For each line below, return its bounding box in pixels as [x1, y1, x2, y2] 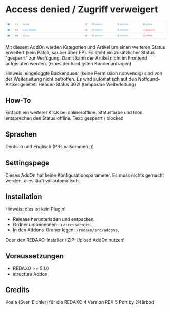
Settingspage [5, 158, 50, 167]
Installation [5, 192, 42, 201]
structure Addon [12, 270, 48, 277]
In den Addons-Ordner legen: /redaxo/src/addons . [12, 227, 119, 233]
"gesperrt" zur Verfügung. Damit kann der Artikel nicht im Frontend [5, 55, 147, 61]
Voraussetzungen [5, 251, 64, 260]
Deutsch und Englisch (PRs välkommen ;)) [5, 144, 94, 150]
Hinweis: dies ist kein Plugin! [5, 206, 66, 212]
